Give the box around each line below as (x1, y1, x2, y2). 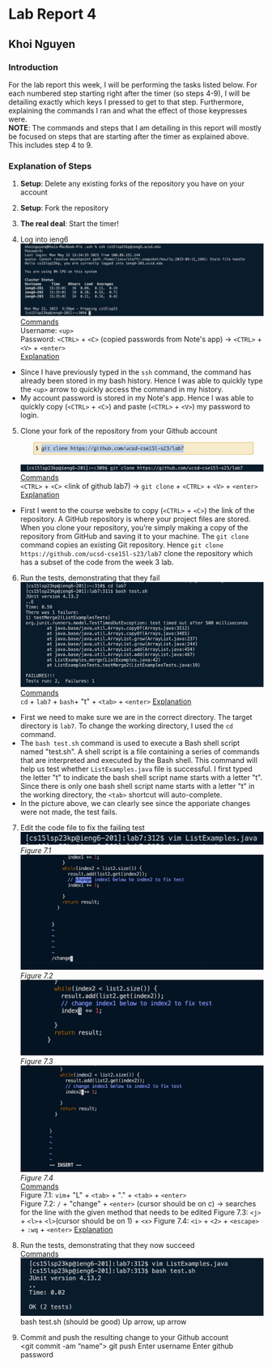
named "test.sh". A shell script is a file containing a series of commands (19, 747, 261, 756)
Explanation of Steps (8, 160, 92, 171)
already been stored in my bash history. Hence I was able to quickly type (19, 375, 263, 385)
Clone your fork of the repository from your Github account (19, 426, 218, 435)
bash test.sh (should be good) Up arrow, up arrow (19, 1317, 187, 1326)
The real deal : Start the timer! (19, 219, 119, 229)
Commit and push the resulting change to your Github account (19, 1333, 229, 1343)
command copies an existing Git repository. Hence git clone (19, 540, 224, 550)
